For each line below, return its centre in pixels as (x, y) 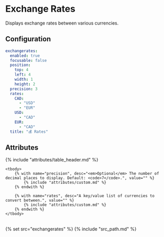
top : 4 (22, 70)
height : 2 (25, 84)
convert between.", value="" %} (40, 200)
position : (20, 65)
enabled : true (25, 56)
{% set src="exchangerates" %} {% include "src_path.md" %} (71, 229)
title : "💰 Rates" (29, 132)
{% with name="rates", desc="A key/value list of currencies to (85, 196)
